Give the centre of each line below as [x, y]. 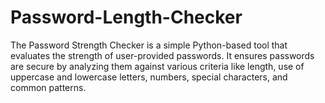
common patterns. [48, 87]
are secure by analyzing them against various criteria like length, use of [157, 66]
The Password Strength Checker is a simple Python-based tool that [149, 45]
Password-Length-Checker [126, 17]
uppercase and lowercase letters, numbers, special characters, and [149, 77]
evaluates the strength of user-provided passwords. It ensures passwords [162, 55]
